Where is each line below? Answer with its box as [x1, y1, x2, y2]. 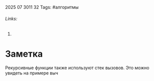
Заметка [5, 48, 43, 60]
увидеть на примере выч [5, 70, 59, 76]
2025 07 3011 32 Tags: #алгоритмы [5, 4, 79, 10]
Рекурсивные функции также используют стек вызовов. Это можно [5, 65, 150, 71]
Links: [5, 15, 17, 21]
